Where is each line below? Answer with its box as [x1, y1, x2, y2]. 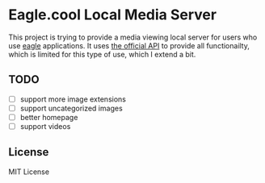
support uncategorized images [19, 103, 123, 113]
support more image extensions [19, 94, 127, 104]
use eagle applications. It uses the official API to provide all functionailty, [8, 40, 250, 50]
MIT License [8, 167, 50, 177]
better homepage [19, 112, 78, 122]
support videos [19, 121, 71, 131]
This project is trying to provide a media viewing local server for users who [8, 32, 258, 42]
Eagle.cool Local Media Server [8, 6, 217, 24]
